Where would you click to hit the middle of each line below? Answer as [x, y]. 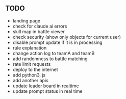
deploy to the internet [35, 69]
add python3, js [29, 75]
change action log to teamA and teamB [54, 53]
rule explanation [30, 47]
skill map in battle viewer [39, 31]
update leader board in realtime [46, 86]
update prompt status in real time [47, 91]
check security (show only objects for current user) [67, 37]
